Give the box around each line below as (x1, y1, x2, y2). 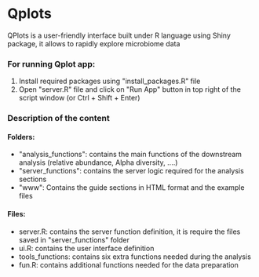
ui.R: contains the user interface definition (18, 243, 155, 253)
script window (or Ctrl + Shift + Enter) (18, 93, 140, 103)
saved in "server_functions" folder (18, 235, 130, 244)
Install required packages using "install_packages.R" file (18, 76, 201, 86)
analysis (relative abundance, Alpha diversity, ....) (18, 158, 178, 167)
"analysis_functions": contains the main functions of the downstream (18, 150, 243, 159)
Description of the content (7, 113, 111, 124)
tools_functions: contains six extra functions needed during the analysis (18, 252, 252, 261)
